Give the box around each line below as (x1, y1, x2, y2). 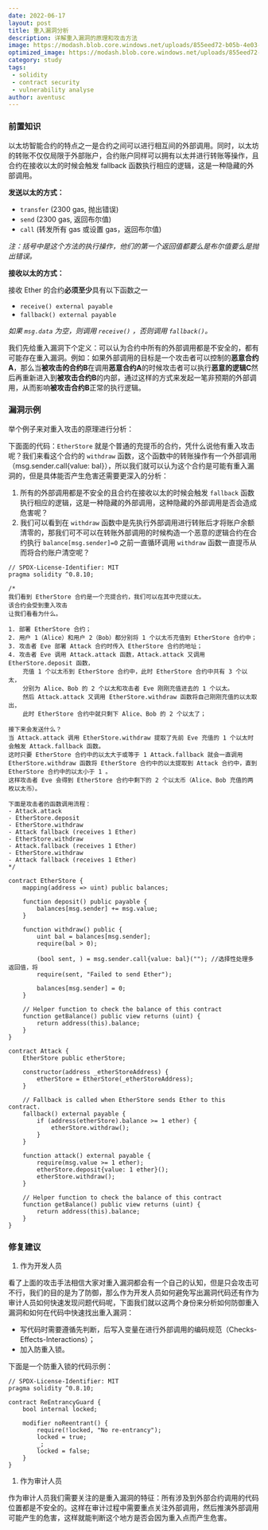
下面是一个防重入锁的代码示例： (8, 1362, 113, 1371)
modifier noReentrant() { (22, 1419, 109, 1427)
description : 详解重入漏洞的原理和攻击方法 (8, 33, 138, 42)
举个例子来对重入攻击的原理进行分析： (8, 424, 134, 433)
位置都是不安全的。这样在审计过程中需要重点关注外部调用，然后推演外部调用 (8, 1503, 259, 1512)
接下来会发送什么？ (8, 725, 62, 733)
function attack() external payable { (22, 1151, 151, 1159)
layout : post (8, 19, 52, 27)
